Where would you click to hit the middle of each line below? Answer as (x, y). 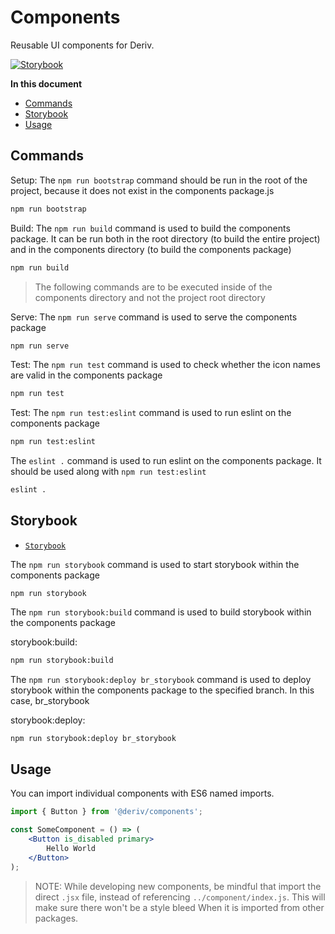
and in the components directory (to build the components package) (151, 249)
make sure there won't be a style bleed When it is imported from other (179, 907)
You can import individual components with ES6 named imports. (142, 793)
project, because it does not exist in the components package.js (142, 190)
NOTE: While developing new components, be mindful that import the (178, 886)
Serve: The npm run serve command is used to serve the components (154, 317)
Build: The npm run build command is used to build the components (150, 228)
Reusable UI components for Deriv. (82, 45)
